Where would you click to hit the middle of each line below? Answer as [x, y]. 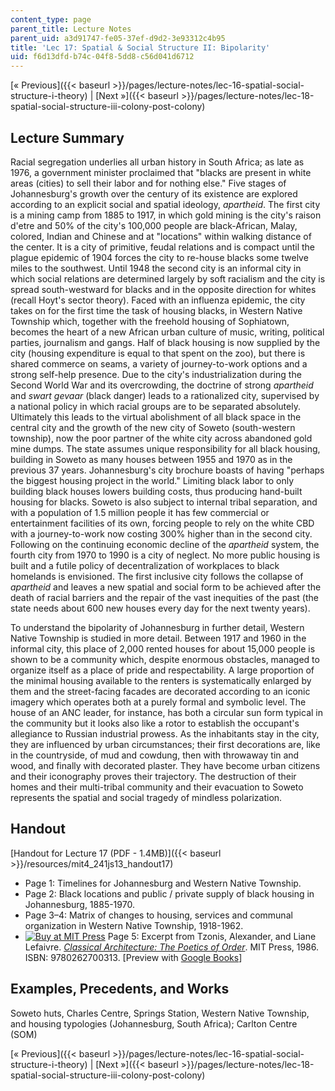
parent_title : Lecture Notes [71, 29]
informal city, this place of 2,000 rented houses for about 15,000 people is [163, 648]
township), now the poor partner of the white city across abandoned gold [161, 438]
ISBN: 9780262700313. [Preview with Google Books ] [133, 957]
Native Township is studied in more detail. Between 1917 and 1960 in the [158, 638]
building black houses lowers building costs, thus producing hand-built [156, 491]
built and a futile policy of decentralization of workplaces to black [145, 565]
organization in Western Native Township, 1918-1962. [134, 925]
